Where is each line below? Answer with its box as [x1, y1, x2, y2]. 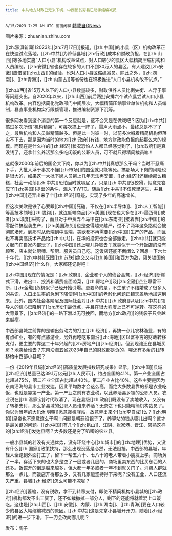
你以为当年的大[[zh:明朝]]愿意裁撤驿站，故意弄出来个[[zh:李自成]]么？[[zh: [5, 409, 162, 415]
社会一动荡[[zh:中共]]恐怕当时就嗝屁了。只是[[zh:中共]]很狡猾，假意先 [14, 179, 161, 185]
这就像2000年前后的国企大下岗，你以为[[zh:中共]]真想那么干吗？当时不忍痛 [5, 160, 164, 166]
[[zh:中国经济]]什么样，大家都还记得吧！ [5, 261, 91, 267]
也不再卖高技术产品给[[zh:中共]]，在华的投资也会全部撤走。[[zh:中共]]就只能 [5, 235, 166, 241]
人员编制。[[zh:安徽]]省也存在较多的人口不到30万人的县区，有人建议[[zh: [5, 63, 160, 69]
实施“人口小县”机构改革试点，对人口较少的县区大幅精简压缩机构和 [26, 57, 165, 63]
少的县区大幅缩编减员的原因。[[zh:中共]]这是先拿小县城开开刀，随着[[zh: [5, 507, 158, 513]
